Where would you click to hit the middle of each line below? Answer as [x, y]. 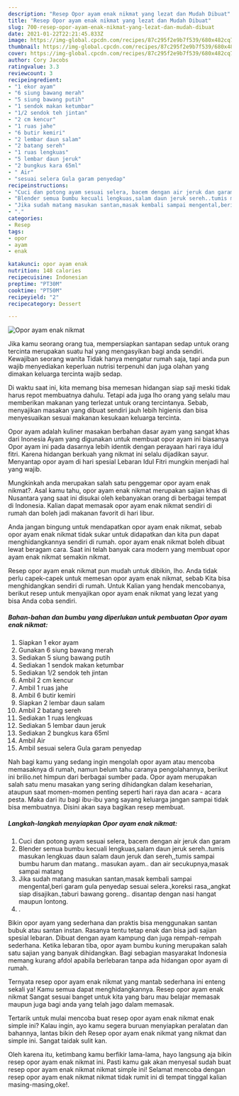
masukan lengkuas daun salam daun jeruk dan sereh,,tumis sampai [116, 856]
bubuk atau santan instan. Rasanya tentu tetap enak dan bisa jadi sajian [112, 931]
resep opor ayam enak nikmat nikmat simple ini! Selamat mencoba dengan [117, 1070]
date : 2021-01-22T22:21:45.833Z [56, 34]
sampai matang [41, 871]
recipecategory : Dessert [45, 304]
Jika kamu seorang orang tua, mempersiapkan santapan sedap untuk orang [119, 344]
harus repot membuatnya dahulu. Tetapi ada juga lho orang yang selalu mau [119, 395]
